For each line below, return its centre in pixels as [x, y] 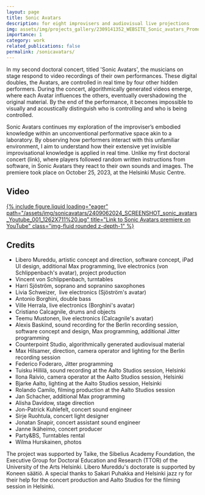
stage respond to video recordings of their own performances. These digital [102, 76]
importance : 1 [24, 35]
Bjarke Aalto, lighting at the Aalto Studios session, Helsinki [88, 384]
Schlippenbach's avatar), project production [70, 273]
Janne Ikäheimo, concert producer [59, 429]
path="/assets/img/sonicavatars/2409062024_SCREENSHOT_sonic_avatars [102, 213]
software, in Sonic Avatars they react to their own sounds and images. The [100, 165]
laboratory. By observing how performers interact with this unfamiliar [93, 140]
